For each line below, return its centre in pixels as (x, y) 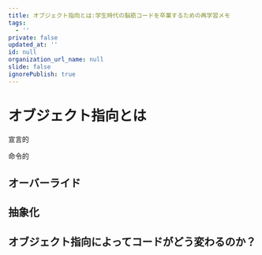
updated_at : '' (33, 45)
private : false (33, 37)
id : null (22, 52)
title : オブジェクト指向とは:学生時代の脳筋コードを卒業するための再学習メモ (119, 15)
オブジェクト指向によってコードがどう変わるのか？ (132, 242)
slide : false (30, 67)
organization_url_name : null (56, 60)
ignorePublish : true (42, 74)
